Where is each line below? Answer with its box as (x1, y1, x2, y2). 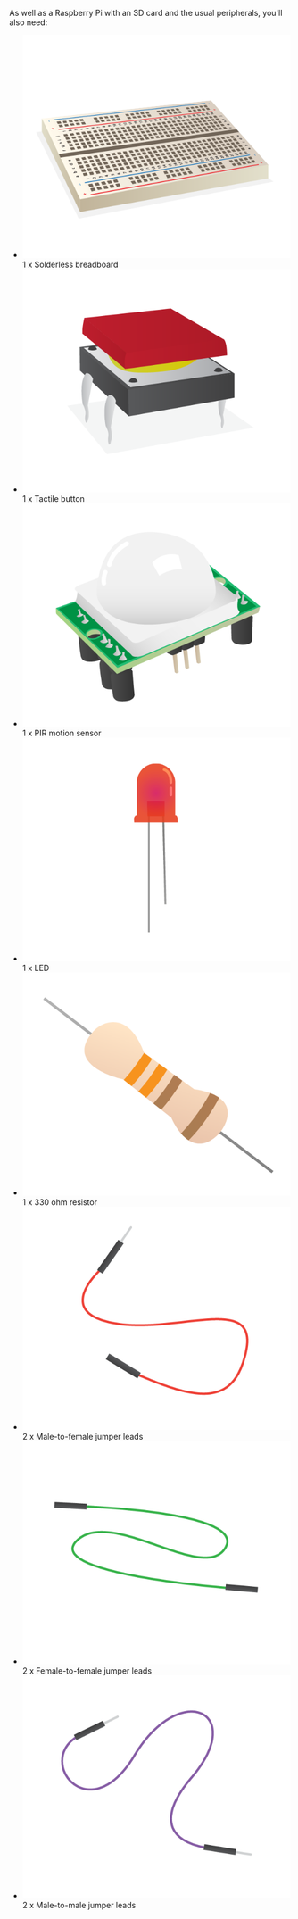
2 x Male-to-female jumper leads (21, 1431, 144, 1441)
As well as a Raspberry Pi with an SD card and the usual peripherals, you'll (9, 8, 283, 18)
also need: (9, 17, 48, 28)
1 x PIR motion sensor (21, 727, 102, 739)
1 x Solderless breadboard (21, 259, 119, 270)
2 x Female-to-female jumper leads (21, 1666, 153, 1676)
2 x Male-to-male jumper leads (21, 1900, 137, 1911)
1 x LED (21, 962, 50, 973)
